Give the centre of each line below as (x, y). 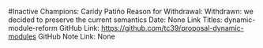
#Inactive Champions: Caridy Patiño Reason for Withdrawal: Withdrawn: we (131, 11)
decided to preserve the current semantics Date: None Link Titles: (115, 20)
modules (23, 36)
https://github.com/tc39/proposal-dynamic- (173, 28)
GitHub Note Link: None (77, 36)
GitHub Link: (79, 28)
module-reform (33, 28)
